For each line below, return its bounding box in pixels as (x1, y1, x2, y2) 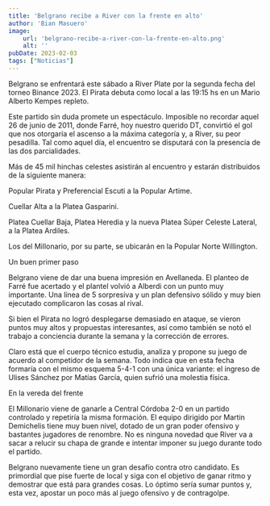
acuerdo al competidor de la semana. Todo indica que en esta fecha (8, 355, 235, 365)
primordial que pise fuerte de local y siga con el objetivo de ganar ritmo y (8, 470, 251, 480)
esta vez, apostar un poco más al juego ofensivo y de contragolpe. (8, 487, 230, 497)
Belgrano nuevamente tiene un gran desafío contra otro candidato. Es (8, 462, 240, 472)
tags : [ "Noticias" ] (8, 57, 74, 65)
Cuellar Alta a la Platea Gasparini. (8, 201, 119, 211)
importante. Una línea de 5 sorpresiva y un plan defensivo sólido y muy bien (8, 290, 261, 299)
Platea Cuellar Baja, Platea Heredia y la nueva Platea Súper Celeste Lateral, (8, 217, 258, 227)
